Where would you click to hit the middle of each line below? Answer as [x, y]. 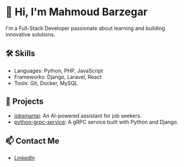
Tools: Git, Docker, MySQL [46, 83]
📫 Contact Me [33, 141]
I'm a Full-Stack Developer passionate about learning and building [85, 28]
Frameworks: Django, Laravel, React [58, 77]
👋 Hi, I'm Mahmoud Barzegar [77, 12]
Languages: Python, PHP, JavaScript [58, 70]
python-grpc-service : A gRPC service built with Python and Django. [96, 122]
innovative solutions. [30, 34]
